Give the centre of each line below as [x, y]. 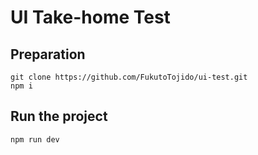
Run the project [59, 116]
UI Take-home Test [90, 17]
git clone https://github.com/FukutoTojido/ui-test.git [129, 77]
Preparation [48, 54]
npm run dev [35, 139]
